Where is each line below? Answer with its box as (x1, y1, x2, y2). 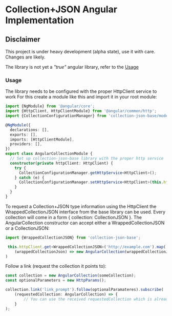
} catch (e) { (14, 175, 45, 180)
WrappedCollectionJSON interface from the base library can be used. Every (5, 209, 165, 215)
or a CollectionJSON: (5, 225, 50, 231)
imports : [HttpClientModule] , (10, 137, 74, 142)
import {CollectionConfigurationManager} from (5, 113, 106, 118)
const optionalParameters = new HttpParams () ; (5, 278, 106, 283)
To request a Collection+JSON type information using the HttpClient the (5, 203, 157, 209)
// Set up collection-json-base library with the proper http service (10, 156, 164, 161)
